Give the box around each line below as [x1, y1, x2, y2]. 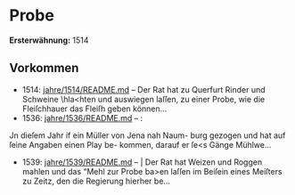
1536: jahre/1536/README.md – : [21, 112, 143, 123]
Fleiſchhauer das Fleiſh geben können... [21, 103, 168, 114]
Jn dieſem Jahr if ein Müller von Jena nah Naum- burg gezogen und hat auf [9, 130, 286, 141]
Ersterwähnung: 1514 [9, 35, 89, 45]
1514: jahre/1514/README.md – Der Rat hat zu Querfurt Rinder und [21, 84, 266, 94]
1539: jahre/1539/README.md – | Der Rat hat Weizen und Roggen [21, 157, 263, 167]
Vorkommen [9, 61, 79, 76]
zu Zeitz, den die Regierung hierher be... [21, 175, 171, 186]
